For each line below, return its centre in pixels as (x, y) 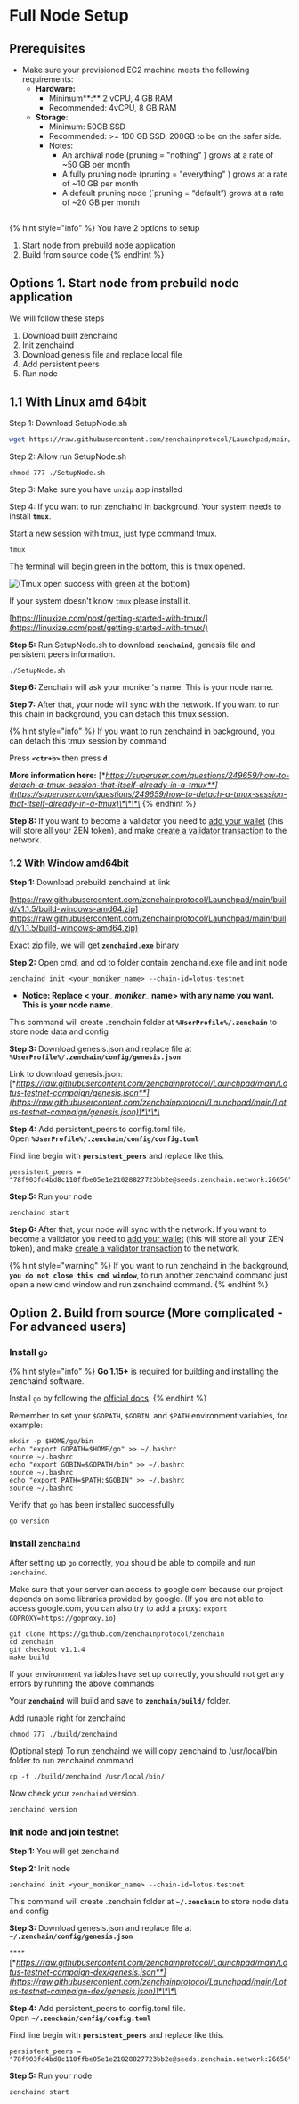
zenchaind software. (47, 1381)
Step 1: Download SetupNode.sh (68, 423)
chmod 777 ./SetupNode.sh (57, 473)
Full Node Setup (69, 16)
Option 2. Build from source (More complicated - (146, 1313)
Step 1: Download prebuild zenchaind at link (90, 883)
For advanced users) (68, 1326)
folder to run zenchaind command (71, 1761)
